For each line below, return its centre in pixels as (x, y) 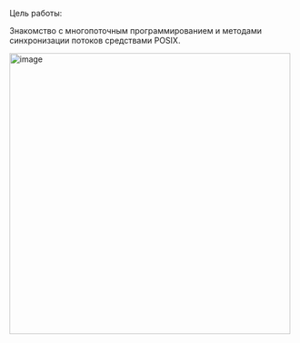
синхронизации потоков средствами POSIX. (95, 40)
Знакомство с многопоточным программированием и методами (135, 30)
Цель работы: (36, 13)
